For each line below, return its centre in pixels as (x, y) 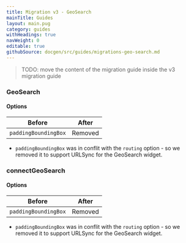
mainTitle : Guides (30, 18)
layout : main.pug (28, 23)
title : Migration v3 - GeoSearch (49, 12)
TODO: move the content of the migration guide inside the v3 (98, 69)
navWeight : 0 (23, 40)
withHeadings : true (31, 35)
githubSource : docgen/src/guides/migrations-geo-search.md (83, 52)
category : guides (28, 29)
